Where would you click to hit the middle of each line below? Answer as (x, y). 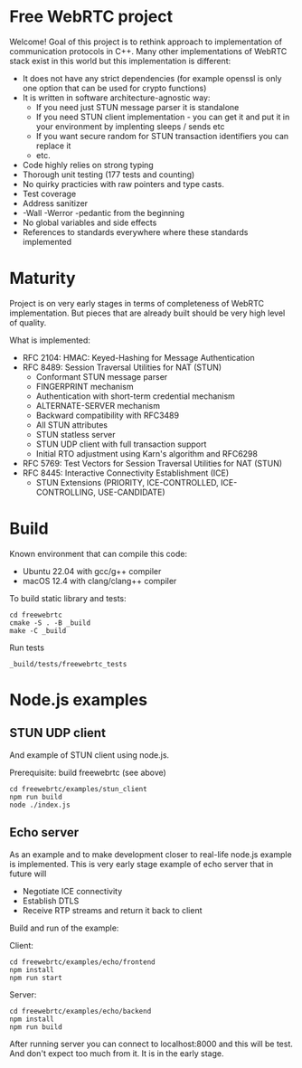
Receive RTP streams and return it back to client (112, 910)
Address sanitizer (55, 203)
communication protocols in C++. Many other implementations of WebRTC (148, 51)
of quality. (28, 322)
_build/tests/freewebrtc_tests (68, 664)
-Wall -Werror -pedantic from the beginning (104, 213)
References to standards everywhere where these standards (135, 232)
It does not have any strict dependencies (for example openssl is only (152, 78)
